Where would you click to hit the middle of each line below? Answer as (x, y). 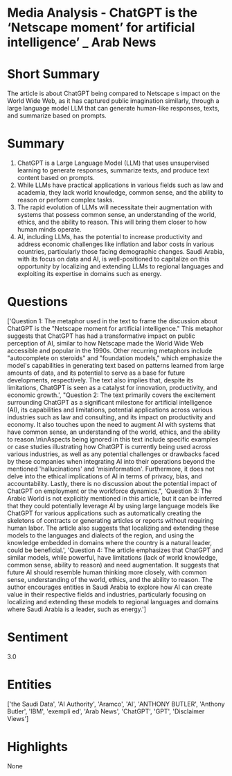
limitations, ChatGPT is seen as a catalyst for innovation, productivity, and (113, 388)
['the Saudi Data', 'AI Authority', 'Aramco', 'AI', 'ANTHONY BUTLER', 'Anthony (116, 704)
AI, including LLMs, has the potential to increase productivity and (110, 237)
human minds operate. (49, 229)
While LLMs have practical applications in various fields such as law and (120, 185)
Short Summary (54, 74)
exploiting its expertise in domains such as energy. (89, 274)
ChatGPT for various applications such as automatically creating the (104, 513)
